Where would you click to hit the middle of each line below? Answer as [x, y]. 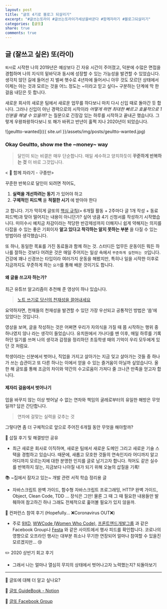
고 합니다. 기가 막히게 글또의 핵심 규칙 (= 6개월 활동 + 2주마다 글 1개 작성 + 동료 [82, 211]
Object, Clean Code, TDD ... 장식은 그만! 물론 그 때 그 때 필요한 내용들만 [83, 496]
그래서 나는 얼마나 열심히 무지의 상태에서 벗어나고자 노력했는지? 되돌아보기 [84, 565]
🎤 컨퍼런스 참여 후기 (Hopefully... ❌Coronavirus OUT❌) [60, 513]
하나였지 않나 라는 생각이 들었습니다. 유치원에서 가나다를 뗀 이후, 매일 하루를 [79, 333]
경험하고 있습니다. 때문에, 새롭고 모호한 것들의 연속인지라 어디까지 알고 [90, 455]
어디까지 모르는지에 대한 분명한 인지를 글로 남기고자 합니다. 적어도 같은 [81, 460]
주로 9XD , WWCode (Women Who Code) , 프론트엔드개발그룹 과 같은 [80, 523]
